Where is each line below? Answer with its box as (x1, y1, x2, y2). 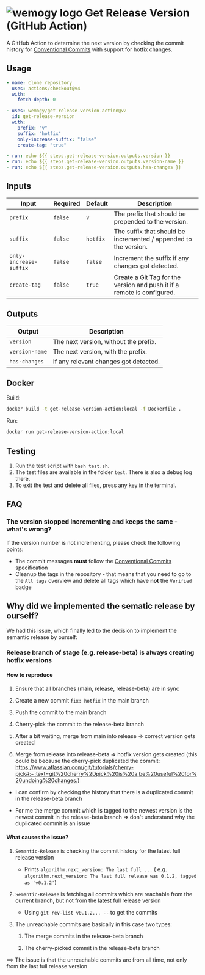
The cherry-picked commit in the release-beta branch (24, 944, 160, 951)
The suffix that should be (113, 227, 185, 235)
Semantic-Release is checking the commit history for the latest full (15, 847, 181, 855)
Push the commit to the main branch (15, 709, 107, 716)
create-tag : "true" (17, 142, 67, 148)
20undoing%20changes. (15, 776, 78, 784)
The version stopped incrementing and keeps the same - (6, 517, 178, 526)
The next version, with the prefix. (52, 347, 148, 356)
